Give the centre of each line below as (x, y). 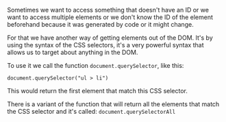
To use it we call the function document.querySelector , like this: (96, 65)
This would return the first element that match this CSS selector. (98, 91)
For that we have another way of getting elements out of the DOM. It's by (110, 38)
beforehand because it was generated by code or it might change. (100, 24)
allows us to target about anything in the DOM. (73, 52)
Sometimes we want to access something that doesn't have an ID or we (108, 10)
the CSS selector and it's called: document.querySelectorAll (91, 111)
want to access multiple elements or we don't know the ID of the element (110, 17)
